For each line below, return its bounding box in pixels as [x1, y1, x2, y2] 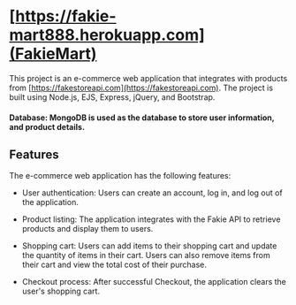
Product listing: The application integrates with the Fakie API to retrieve [21, 214, 281, 225]
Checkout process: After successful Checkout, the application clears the [21, 277, 287, 287]
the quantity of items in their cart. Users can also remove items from [21, 250, 271, 261]
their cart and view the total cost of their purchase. [21, 259, 208, 271]
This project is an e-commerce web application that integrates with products [9, 72, 288, 83]
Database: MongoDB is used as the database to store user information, [9, 112, 275, 123]
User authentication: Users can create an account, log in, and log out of [21, 187, 283, 198]
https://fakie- [15, 6, 117, 27]
